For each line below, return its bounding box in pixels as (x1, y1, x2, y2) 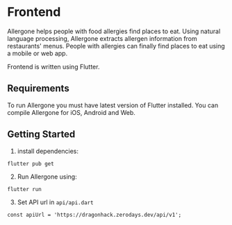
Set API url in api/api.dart (17, 198, 94, 206)
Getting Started (7, 129, 76, 141)
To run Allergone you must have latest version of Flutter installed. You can (7, 101, 219, 109)
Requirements (7, 82, 69, 94)
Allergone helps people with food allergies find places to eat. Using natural (7, 27, 221, 35)
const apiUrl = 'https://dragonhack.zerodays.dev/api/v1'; (7, 211, 182, 218)
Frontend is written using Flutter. (7, 62, 100, 71)
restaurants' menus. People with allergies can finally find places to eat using (7, 42, 226, 50)
